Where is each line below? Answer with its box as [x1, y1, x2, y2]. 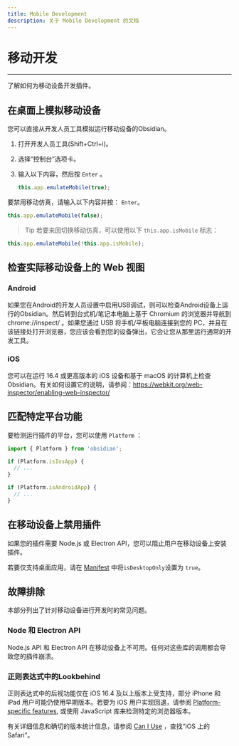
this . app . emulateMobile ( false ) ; [7, 212, 103, 219]
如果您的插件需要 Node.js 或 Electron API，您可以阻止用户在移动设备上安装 [7, 539, 227, 547]
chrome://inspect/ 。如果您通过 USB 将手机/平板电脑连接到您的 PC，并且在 [7, 318, 228, 327]
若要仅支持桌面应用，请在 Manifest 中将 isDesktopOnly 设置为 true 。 [7, 563, 205, 572]
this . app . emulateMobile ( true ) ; [17, 184, 111, 191]
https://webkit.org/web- [132, 380, 203, 389]
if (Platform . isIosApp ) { [7, 458, 84, 465]
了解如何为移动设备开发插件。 [7, 81, 95, 90]
